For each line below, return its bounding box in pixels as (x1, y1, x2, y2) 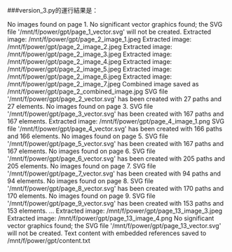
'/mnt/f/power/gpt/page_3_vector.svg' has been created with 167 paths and (7, 110, 224, 118)
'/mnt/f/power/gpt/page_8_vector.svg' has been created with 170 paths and (7, 185, 224, 192)
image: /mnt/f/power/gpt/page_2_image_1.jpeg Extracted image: (7, 35, 192, 44)
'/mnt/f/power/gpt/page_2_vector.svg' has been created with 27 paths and (7, 95, 222, 103)
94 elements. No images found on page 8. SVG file (7, 177, 154, 185)
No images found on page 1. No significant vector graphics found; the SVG (7, 20, 223, 28)
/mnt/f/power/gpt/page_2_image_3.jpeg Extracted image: (7, 50, 172, 58)
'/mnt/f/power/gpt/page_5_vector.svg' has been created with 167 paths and (7, 140, 224, 147)
